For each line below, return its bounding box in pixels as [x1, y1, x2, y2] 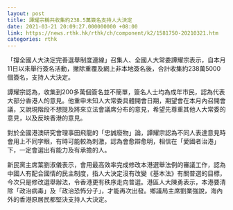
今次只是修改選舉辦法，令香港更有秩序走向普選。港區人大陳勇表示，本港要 [7, 178, 220, 186]
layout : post [7, 10, 45, 17]
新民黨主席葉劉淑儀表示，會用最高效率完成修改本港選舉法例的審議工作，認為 [7, 161, 226, 169]
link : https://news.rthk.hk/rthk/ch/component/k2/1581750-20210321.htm [7, 29, 218, 37]
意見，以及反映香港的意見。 [7, 114, 87, 122]
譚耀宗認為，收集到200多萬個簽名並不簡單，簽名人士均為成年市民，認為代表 [7, 88, 225, 96]
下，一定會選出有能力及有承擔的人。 [7, 146, 111, 155]
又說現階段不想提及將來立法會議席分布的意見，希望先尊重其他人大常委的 [19, 105, 226, 114]
